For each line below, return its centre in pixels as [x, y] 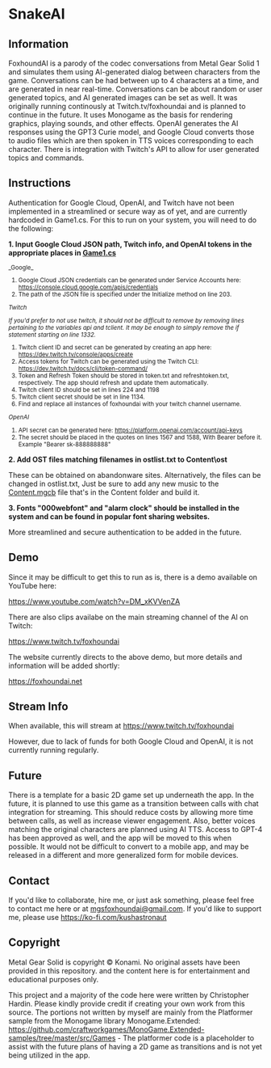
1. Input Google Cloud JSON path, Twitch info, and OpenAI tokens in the [130, 244]
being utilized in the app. [49, 1055]
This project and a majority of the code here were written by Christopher [129, 994]
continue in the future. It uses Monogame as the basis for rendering [121, 115]
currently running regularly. [54, 750]
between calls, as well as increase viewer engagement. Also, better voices [132, 821]
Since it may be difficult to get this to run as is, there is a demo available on [133, 577]
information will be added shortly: [64, 665]
